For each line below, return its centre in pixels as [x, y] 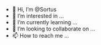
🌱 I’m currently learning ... [45, 22]
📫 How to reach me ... [40, 36]
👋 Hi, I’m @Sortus [34, 9]
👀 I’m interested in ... [38, 16]
